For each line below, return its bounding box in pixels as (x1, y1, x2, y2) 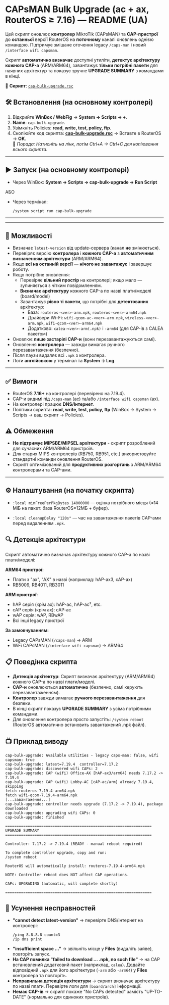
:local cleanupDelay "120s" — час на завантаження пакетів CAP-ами (12, 514, 161, 521)
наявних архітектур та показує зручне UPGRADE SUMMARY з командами (5, 67, 164, 74)
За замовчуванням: (5, 627, 49, 633)
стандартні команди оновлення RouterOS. (12, 456, 103, 462)
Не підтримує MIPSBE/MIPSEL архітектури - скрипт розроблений (12, 440, 155, 446)
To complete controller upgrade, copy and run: (5, 850, 107, 855)
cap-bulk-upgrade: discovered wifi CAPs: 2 (5, 767, 98, 772)
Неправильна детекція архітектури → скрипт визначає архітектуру (12, 978, 160, 984)
